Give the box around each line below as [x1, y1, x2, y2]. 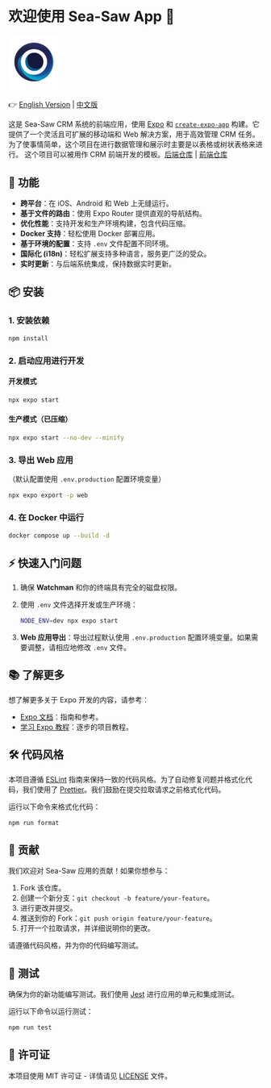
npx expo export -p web [8, 491, 89, 500]
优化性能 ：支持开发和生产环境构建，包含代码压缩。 [19, 219, 190, 228]
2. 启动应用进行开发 [8, 355, 85, 366]
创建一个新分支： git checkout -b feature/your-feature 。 [19, 893, 215, 903]
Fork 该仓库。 [19, 883, 66, 893]
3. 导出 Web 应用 [8, 454, 74, 465]
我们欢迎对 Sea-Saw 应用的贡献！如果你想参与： [8, 866, 170, 876]
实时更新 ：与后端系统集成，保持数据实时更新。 [19, 259, 176, 269]
